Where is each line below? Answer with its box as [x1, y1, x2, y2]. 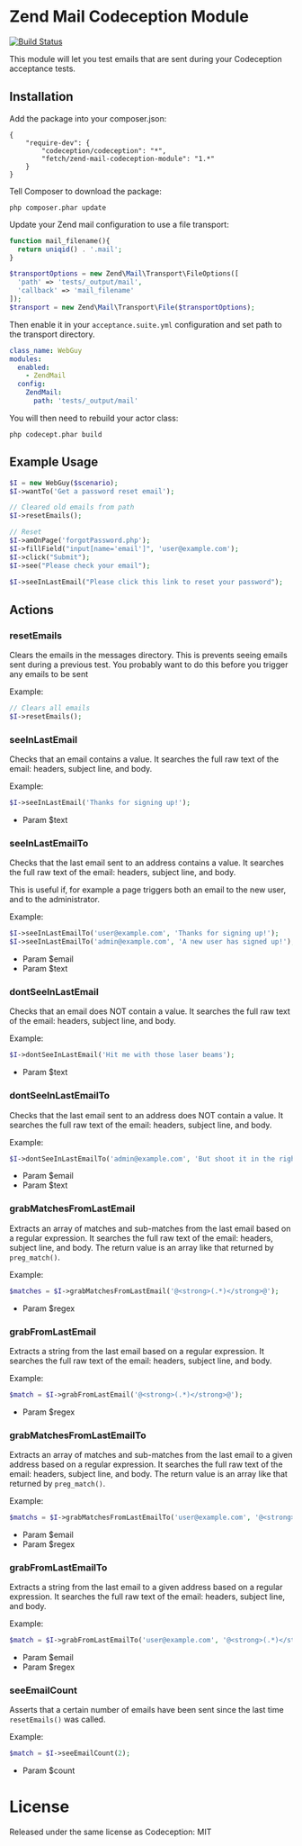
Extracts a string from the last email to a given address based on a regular [9, 1582, 283, 1593]
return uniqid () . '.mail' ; [17, 245, 123, 254]
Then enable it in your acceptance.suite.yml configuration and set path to [9, 319, 282, 330]
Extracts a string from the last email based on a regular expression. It [9, 1345, 265, 1356]
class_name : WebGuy [9, 346, 83, 355]
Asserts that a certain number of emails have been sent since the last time [9, 1705, 285, 1715]
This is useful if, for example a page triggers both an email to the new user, [9, 884, 286, 895]
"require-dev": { [25, 138, 91, 148]
